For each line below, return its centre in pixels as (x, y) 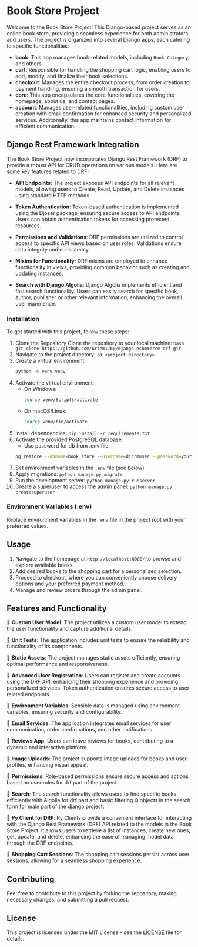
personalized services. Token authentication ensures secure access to (92, 688)
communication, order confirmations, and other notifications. (80, 730)
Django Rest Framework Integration (73, 145)
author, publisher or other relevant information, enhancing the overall (98, 297)
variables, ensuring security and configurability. (64, 712)
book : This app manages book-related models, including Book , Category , (102, 57)
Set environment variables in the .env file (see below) (80, 468)
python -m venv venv (40, 372)
